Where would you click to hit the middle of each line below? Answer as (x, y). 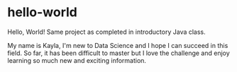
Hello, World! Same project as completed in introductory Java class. (106, 32)
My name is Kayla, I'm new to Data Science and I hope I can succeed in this (118, 45)
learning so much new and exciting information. (77, 60)
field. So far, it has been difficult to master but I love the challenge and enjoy (119, 53)
